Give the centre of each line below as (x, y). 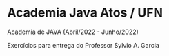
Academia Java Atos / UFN (85, 13)
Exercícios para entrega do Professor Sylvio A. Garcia (83, 45)
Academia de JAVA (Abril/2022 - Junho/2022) (73, 32)
